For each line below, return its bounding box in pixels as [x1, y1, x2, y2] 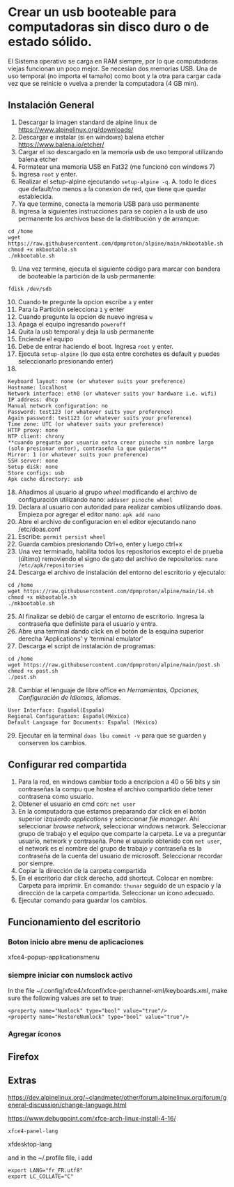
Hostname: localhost [8, 384, 68, 391]
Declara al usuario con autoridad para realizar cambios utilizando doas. [17, 502, 223, 511]
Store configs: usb [8, 469, 65, 477]
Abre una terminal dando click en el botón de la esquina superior [17, 627, 204, 635]
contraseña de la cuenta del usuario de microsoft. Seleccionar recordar [17, 851, 223, 860]
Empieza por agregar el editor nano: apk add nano [17, 510, 161, 518]
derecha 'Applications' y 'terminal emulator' [17, 634, 143, 643]
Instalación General [8, 99, 95, 112]
